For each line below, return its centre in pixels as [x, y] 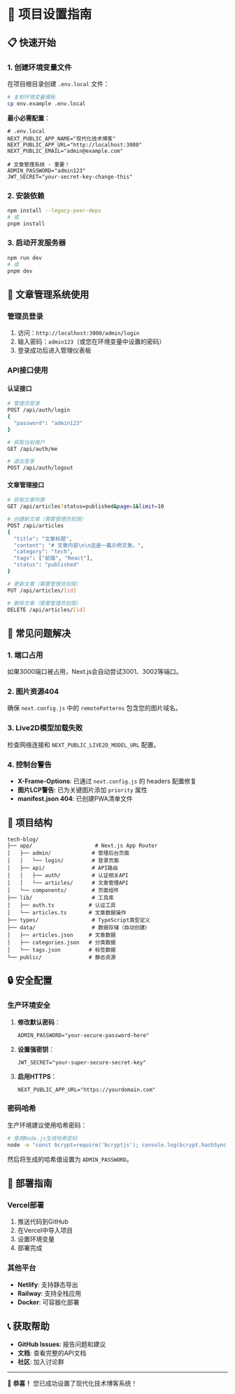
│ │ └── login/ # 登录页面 [63, 860]
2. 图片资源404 [33, 691]
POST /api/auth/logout [40, 468]
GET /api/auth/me [33, 449]
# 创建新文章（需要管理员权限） [47, 520]
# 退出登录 [21, 461]
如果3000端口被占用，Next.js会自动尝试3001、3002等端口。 [95, 672]
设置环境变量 [36, 1239]
